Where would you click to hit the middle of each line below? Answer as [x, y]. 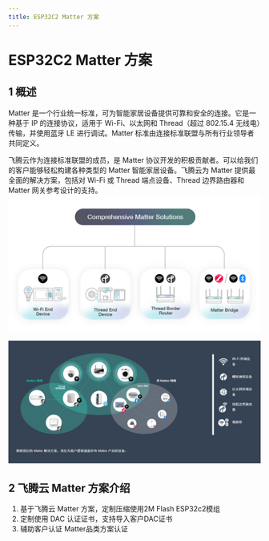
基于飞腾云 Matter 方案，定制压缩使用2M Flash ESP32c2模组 [120, 509]
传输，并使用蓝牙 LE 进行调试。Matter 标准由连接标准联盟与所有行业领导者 [131, 133]
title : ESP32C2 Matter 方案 [54, 17]
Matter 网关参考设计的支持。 [55, 190]
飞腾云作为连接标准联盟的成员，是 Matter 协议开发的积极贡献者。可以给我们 [133, 159]
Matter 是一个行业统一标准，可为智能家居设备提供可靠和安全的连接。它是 [129, 113]
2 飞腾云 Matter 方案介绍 [69, 488]
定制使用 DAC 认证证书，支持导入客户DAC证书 [96, 519]
